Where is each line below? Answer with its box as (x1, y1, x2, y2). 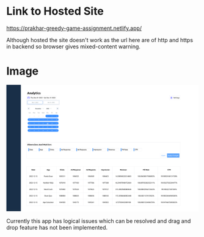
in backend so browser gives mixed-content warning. (6, 43, 140, 50)
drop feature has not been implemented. (6, 224, 108, 232)
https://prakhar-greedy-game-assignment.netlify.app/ (6, 24, 142, 32)
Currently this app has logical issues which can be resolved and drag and (6, 217, 191, 225)
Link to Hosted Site (6, 4, 104, 18)
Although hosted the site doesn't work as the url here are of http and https (6, 36, 194, 43)
